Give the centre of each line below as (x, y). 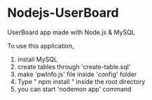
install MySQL (37, 59)
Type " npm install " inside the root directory (81, 81)
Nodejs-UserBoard (63, 13)
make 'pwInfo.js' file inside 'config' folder (77, 74)
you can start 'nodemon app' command (74, 89)
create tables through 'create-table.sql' (74, 66)
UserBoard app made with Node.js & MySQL (71, 32)
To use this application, (41, 45)
